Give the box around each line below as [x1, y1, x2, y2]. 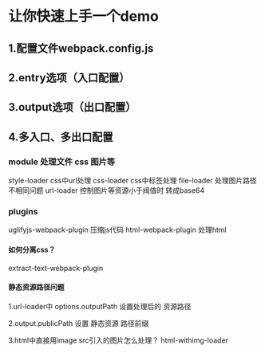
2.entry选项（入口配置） [8, 71, 130, 84]
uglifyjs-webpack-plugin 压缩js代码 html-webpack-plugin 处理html [8, 225, 227, 235]
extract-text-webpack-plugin [8, 263, 104, 273]
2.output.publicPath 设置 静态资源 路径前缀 [8, 318, 149, 328]
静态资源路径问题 [8, 282, 65, 292]
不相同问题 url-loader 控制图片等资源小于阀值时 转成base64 [8, 186, 205, 195]
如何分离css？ [8, 245, 56, 254]
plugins [8, 206, 38, 217]
